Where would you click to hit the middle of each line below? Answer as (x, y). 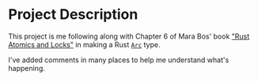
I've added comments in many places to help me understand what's (119, 60)
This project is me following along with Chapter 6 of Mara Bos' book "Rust (129, 36)
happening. (27, 68)
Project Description (73, 15)
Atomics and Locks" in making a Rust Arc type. (84, 44)
